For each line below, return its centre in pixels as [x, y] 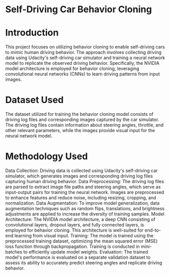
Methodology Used [47, 156]
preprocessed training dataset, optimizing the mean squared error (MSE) [81, 241]
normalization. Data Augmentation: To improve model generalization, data [82, 203]
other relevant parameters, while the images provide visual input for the [80, 131]
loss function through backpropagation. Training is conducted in [73, 246]
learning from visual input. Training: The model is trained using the [84, 235]
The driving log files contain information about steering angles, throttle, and [84, 125]
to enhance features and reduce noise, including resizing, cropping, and [81, 198]
